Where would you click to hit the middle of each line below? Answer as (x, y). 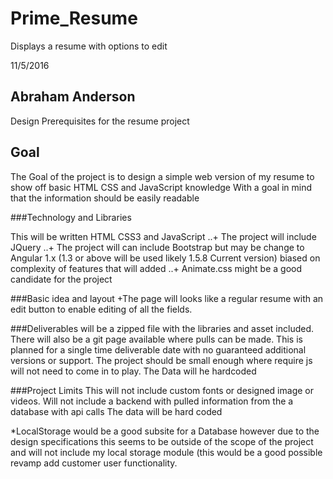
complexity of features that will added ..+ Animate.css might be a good (156, 268)
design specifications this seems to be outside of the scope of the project (162, 441)
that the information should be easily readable (105, 198)
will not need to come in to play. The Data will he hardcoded (133, 371)
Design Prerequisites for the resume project (100, 121)
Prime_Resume (74, 18)
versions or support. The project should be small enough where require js (161, 360)
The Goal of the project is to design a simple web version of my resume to (162, 176)
